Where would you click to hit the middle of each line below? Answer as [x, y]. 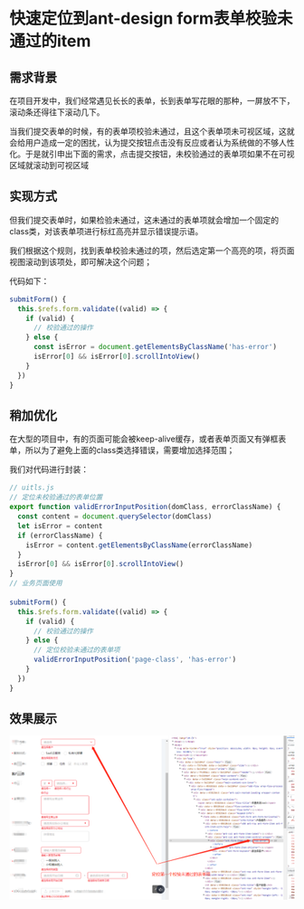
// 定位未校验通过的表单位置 [56, 497]
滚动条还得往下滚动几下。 [57, 112]
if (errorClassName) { [60, 535]
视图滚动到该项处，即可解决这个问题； [81, 261]
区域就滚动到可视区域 [49, 165]
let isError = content [60, 526]
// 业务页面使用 [36, 583]
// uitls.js [32, 488]
